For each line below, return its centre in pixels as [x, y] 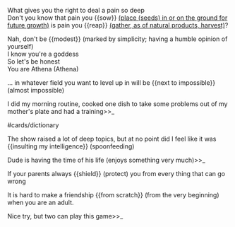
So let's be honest [34, 62]
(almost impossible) [36, 90]
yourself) [20, 46]
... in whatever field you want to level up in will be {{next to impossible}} [112, 83]
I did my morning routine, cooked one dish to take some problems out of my [117, 104]
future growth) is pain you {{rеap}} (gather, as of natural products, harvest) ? [118, 25]
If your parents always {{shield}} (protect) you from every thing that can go [116, 174]
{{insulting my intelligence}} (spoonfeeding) [71, 146]
